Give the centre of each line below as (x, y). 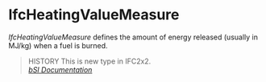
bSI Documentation (60, 69)
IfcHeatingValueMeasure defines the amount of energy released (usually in (133, 37)
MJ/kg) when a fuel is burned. (58, 45)
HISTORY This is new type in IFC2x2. (89, 61)
